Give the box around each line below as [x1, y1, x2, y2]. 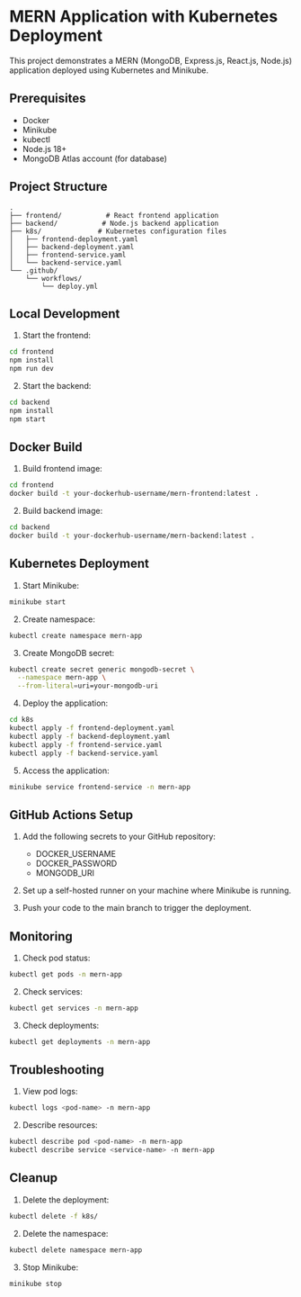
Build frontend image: [22, 464, 103, 474]
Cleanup [9, 1170, 58, 1185]
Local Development [9, 306, 120, 321]
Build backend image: [22, 506, 103, 517]
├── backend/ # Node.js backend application [9, 219, 219, 228]
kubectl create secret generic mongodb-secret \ [9, 664, 195, 674]
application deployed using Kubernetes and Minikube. [9, 65, 209, 76]
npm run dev [9, 365, 54, 374]
